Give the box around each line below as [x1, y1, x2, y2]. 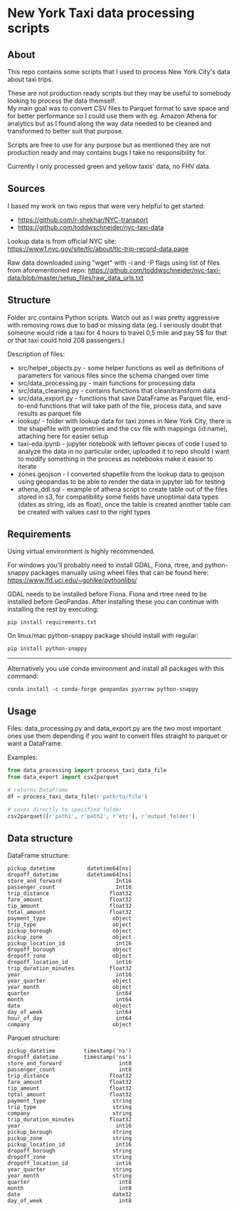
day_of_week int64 [7, 1008, 132, 1016]
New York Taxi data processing [7, 5, 195, 21]
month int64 [7, 996, 132, 1003]
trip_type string [7, 1104, 132, 1111]
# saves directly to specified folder [7, 806, 122, 813]
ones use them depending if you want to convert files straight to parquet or [7, 731, 228, 740]
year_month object [7, 983, 132, 991]
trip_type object [7, 921, 132, 928]
